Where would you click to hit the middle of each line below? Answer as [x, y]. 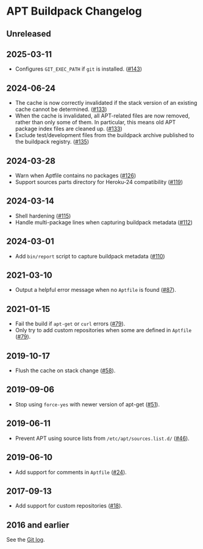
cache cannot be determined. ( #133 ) [61, 109]
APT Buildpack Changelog [74, 11]
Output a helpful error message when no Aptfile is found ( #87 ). [96, 290]
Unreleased [29, 34]
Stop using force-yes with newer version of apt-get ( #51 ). [87, 404]
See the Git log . [26, 540]
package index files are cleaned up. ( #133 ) [69, 129]
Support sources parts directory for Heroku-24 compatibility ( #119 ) [99, 182]
